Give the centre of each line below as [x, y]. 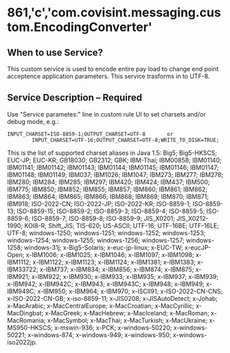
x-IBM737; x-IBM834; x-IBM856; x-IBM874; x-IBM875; [117, 269]
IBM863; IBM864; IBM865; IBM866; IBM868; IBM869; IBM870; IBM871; [108, 196]
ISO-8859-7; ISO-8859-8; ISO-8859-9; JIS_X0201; [103, 218]
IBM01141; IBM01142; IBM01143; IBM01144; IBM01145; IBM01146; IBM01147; [113, 167]
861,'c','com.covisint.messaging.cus [114, 13]
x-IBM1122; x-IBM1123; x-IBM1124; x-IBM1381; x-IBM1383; [114, 262]
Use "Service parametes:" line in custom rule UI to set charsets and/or [106, 114]
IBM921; [19, 276]
